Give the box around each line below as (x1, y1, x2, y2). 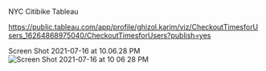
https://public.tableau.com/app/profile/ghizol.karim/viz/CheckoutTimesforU (8, 22, 259, 31)
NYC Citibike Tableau (8, 7, 79, 16)
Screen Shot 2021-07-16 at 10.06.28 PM (8, 46, 141, 55)
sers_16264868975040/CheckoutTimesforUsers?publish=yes (8, 31, 211, 40)
